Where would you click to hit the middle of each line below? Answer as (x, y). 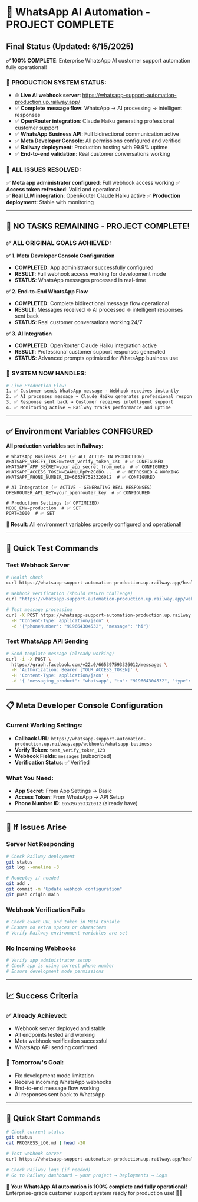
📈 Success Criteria (42, 996)
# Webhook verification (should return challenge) (70, 594)
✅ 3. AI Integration (29, 334)
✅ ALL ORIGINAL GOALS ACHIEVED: (59, 243)
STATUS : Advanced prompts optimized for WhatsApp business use (96, 358)
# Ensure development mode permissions (55, 971)
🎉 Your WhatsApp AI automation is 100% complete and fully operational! (97, 1187)
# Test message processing (39, 610)
